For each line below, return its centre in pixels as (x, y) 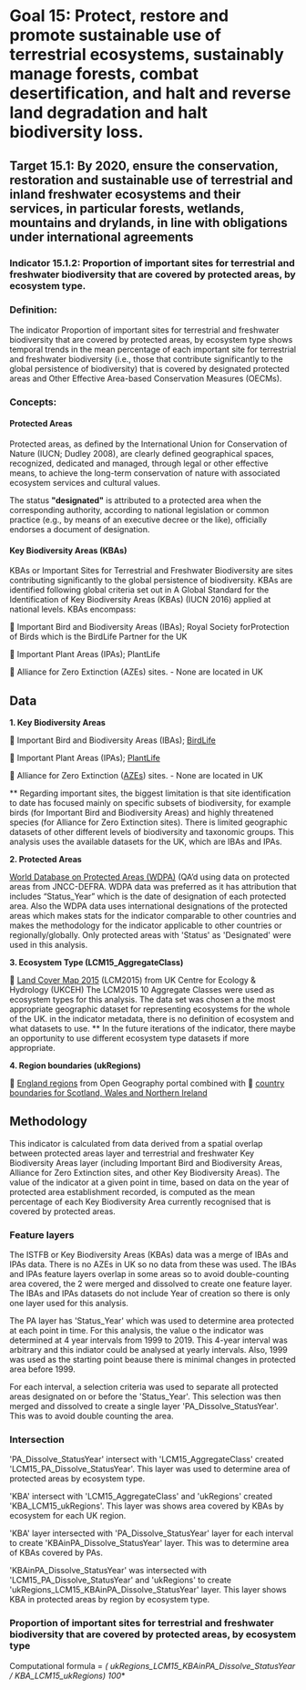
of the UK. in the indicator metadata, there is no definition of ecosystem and (152, 1018)
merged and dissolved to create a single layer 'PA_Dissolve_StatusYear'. (144, 1407)
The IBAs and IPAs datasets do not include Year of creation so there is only (150, 1293)
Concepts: (33, 402)
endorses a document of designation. (80, 529)
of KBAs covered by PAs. (56, 1553)
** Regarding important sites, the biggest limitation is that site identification (150, 793)
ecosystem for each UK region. (68, 1516)
